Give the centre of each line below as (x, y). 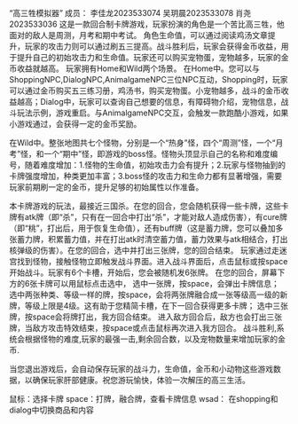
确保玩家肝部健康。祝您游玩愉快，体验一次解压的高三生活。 (141, 380)
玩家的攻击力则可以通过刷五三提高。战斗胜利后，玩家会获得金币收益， (153, 46)
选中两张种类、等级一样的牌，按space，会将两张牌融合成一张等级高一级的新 (149, 294)
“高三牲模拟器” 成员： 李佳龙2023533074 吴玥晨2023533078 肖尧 (130, 13)
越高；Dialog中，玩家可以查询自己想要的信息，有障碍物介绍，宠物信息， (149, 102)
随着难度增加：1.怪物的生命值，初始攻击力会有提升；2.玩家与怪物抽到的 (155, 165)
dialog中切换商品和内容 (52, 410)
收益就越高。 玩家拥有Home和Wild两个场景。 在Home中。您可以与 (138, 68)
